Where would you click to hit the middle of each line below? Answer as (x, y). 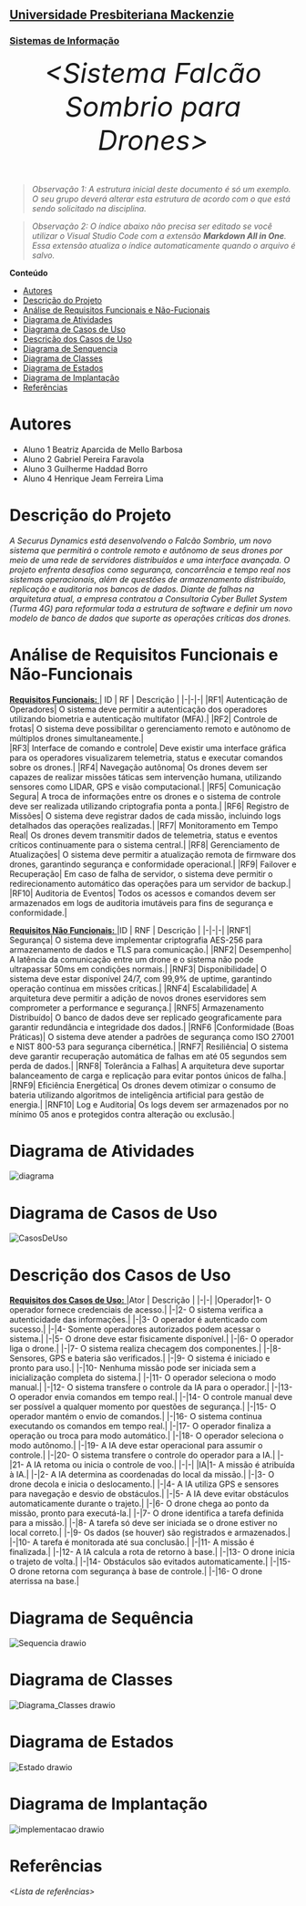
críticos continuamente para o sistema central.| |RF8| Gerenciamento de (145, 845)
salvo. (43, 255)
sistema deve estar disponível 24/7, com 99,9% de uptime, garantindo (141, 978)
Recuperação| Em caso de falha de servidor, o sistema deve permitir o (141, 873)
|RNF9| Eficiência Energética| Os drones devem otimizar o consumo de (143, 1085)
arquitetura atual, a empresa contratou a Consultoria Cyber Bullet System (148, 598)
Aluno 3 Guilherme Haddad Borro (85, 469)
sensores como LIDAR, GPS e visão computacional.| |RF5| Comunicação (145, 787)
